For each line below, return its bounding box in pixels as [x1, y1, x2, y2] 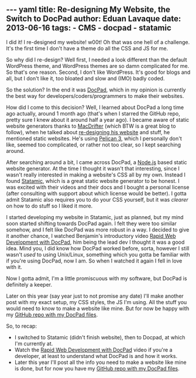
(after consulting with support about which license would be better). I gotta [6, 190, 187, 197]
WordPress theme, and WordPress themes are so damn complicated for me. [6, 62, 190, 69]
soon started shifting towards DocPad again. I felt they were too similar [6, 220, 177, 227]
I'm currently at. [14, 340, 53, 347]
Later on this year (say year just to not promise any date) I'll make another [6, 292, 184, 299]
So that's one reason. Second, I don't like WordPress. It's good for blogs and [6, 69, 191, 76]
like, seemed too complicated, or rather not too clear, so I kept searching [6, 141, 181, 148]
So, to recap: [6, 322, 37, 329]
